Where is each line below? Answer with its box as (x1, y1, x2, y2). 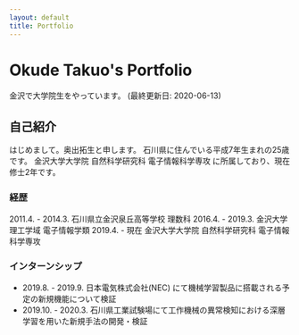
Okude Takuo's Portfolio (9, 60, 193, 80)
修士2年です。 (9, 167, 61, 178)
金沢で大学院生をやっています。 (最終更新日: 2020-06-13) (9, 90, 221, 101)
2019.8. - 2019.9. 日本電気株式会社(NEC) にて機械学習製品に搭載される (21, 282, 283, 293)
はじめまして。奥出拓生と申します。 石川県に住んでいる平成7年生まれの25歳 (9, 145, 290, 155)
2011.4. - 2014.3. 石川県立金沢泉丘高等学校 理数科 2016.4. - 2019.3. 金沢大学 (9, 214, 288, 224)
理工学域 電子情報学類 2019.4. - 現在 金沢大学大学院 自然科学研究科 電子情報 (9, 224, 290, 235)
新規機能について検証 (37, 293, 117, 304)
